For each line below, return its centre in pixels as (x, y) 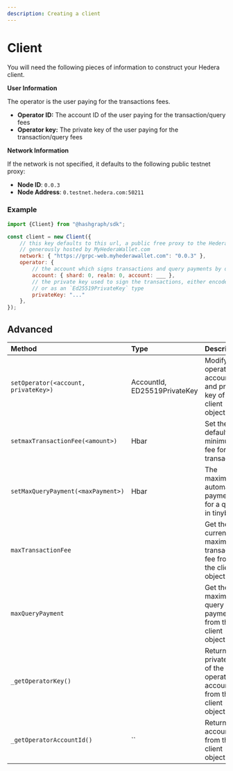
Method (24, 349)
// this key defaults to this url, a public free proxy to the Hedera (124, 243)
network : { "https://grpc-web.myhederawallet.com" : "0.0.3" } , (113, 256)
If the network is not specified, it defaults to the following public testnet (109, 164)
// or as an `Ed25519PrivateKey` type (88, 288)
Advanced (30, 329)
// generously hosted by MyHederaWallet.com (85, 250)
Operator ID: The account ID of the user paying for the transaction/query (121, 114)
